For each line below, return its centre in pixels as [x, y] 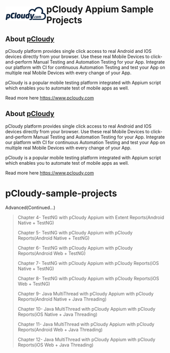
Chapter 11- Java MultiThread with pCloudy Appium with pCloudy [86, 324]
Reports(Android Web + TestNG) [52, 253]
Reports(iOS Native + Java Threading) [58, 314]
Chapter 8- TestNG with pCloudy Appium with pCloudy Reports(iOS [88, 278]
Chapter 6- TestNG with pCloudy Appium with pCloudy [75, 248]
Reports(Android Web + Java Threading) [60, 330]
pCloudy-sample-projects [61, 193]
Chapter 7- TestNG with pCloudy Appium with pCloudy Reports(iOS [88, 263]
